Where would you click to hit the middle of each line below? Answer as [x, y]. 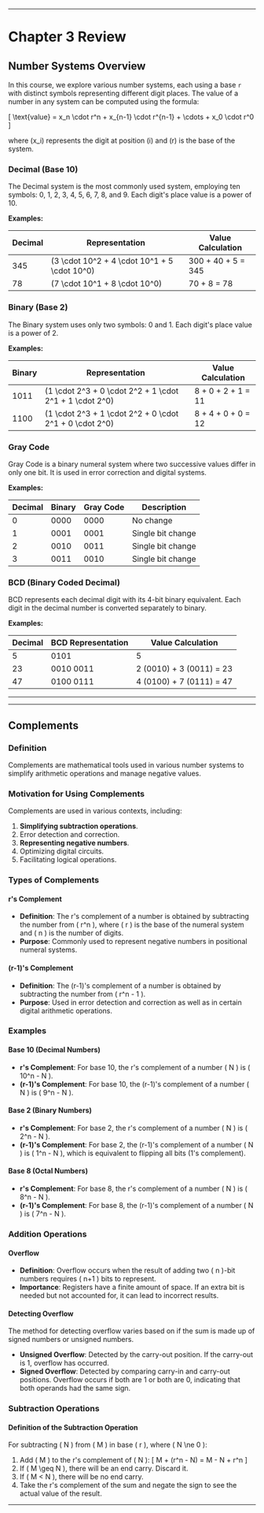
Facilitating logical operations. [68, 860]
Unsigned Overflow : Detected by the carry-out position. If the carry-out [136, 1355]
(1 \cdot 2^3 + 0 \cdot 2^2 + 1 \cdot [112, 391]
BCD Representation [90, 643]
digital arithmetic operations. [66, 1010]
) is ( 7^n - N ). [43, 1214]
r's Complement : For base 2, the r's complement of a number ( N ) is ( [134, 1128]
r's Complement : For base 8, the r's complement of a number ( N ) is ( [133, 1189]
